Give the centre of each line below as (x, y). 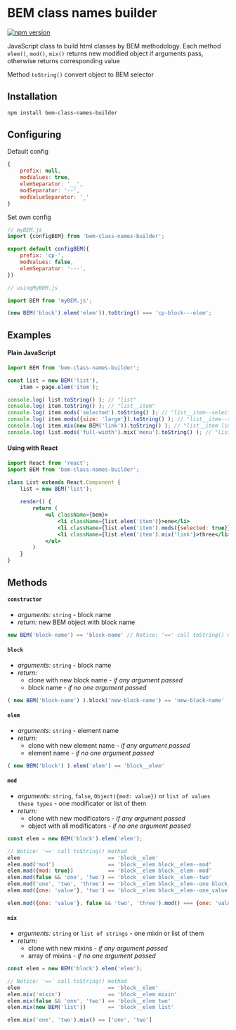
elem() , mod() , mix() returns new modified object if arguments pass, (105, 53)
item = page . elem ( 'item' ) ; (59, 387)
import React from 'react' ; (48, 463)
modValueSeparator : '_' (55, 197)
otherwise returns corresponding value (64, 60)
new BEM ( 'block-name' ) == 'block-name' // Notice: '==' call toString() (116, 635)
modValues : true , (45, 178)
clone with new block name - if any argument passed (105, 680)
